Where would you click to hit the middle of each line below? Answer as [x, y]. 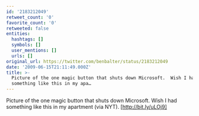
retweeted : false [28, 28]
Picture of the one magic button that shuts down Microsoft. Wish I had [92, 101]
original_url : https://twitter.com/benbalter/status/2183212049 [87, 61]
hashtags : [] [28, 39]
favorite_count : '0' [32, 23]
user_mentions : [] [34, 51]
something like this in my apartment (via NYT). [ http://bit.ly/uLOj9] [86, 107]
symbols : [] [26, 45]
